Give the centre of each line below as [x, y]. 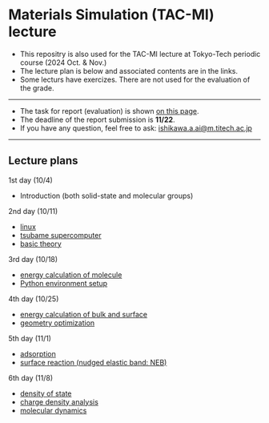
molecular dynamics [53, 410]
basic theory [40, 244]
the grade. [37, 88]
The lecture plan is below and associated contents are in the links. [129, 70]
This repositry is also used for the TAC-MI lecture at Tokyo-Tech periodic [140, 54]
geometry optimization [57, 323]
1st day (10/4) [31, 180]
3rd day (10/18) [33, 259]
